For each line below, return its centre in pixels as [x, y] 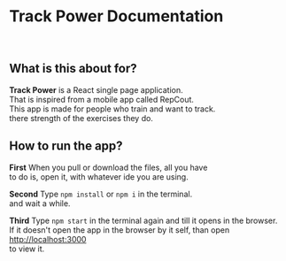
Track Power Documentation [116, 16]
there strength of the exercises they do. [81, 118]
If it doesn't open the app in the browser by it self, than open [120, 230]
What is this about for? [73, 69]
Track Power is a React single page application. [96, 89]
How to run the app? [66, 146]
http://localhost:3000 [48, 239]
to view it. [27, 249]
